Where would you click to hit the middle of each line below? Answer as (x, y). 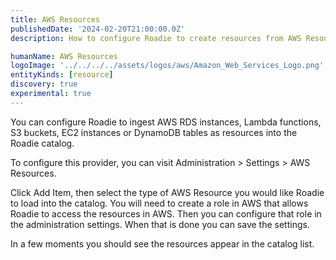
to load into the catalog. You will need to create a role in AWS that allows (159, 203)
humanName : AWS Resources (64, 56)
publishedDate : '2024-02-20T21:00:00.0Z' (98, 29)
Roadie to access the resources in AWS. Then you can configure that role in (166, 213)
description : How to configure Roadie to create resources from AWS (156, 38)
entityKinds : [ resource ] (62, 75)
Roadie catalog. (42, 143)
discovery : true (44, 84)
